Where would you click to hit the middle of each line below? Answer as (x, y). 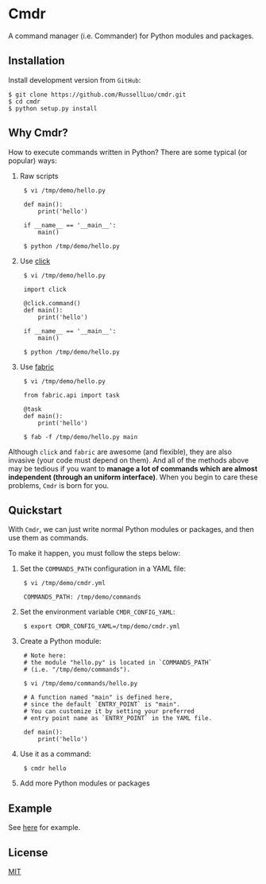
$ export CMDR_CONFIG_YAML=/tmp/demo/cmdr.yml (102, 626)
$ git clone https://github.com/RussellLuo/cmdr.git (97, 95)
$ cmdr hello (45, 769)
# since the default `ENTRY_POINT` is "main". (102, 704)
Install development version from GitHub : (75, 79)
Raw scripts (39, 176)
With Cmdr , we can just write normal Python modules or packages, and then (131, 529)
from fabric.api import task (72, 395)
